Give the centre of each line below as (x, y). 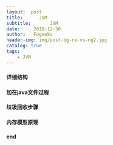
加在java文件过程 (28, 92)
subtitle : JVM (33, 23)
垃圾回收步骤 (22, 107)
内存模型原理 (22, 122)
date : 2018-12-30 (34, 29)
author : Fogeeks (29, 35)
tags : (13, 52)
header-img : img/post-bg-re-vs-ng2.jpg (57, 40)
